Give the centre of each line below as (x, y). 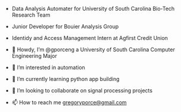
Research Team (31, 15)
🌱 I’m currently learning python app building (66, 79)
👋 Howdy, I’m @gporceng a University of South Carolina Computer (93, 49)
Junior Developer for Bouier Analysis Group (65, 27)
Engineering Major (35, 56)
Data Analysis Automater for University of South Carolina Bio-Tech (93, 9)
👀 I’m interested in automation (48, 67)
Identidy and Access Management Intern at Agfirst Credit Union (90, 38)
